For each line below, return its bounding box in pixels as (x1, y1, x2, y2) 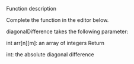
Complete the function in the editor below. (6, 17, 109, 23)
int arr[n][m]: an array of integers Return (6, 40, 105, 46)
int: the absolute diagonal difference (6, 51, 95, 58)
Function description (6, 5, 57, 12)
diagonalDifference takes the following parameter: (6, 28, 129, 35)
